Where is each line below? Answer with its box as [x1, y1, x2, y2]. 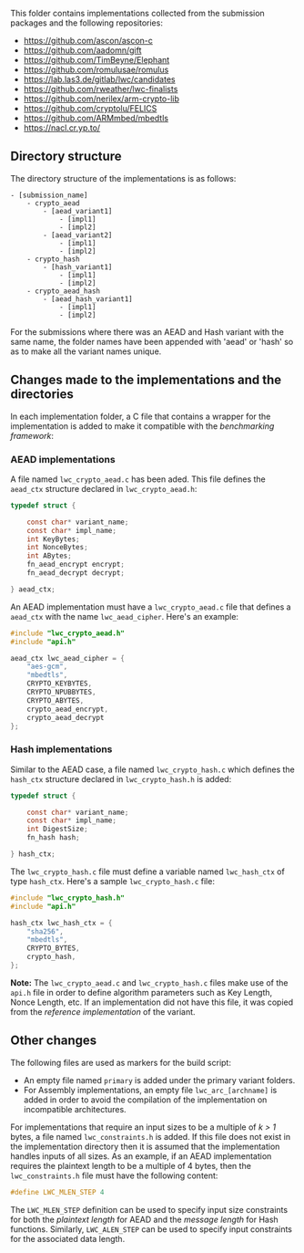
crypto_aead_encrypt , [26, 705, 108, 714]
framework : [10, 430, 54, 441]
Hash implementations [10, 743, 113, 756]
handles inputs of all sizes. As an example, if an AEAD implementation [10, 1150, 272, 1162]
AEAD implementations [10, 453, 117, 465]
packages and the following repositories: [10, 17, 163, 28]
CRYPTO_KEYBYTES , [26, 679, 93, 688]
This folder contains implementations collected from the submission [10, 8, 265, 18]
